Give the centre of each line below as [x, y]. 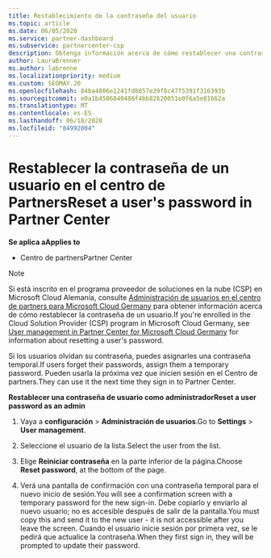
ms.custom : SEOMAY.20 [45, 83]
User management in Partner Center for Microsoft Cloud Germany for [124, 331]
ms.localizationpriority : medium [65, 76]
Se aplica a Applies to [44, 242]
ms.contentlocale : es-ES [50, 114]
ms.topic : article [39, 23]
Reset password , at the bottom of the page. [93, 469]
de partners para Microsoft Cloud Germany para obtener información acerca [135, 306]
